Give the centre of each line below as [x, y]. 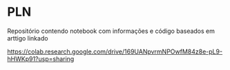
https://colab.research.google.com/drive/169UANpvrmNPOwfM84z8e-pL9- [115, 51]
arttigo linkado [28, 38]
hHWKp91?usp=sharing [41, 58]
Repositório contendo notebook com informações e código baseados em [111, 31]
